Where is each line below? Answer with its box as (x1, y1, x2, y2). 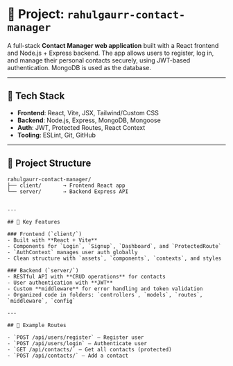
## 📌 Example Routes (7, 322, 67, 328)
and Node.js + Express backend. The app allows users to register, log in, (7, 49, 214, 57)
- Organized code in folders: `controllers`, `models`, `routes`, (7, 291, 203, 298)
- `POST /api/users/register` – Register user (7, 333, 144, 341)
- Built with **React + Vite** (7, 236, 98, 244)
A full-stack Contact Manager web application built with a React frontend (7, 41, 219, 49)
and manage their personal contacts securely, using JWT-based (7, 56, 191, 65)
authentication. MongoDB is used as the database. (7, 63, 151, 72)
